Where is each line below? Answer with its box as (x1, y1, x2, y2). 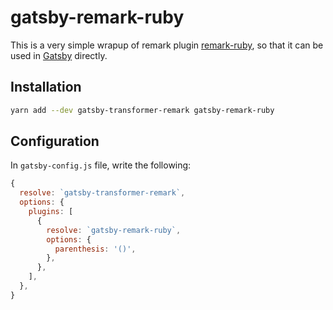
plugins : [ (28, 207, 74, 217)
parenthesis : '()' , (54, 244, 137, 254)
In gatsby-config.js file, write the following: (10, 159, 192, 171)
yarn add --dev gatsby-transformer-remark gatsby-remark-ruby (10, 105, 275, 115)
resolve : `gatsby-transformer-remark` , (19, 188, 186, 198)
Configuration (10, 133, 100, 150)
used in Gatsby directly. (10, 49, 108, 61)
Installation (10, 79, 82, 96)
